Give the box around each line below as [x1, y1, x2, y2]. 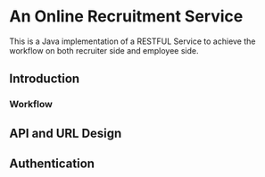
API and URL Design [9, 125, 122, 140]
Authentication [9, 156, 95, 172]
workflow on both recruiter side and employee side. [9, 45, 199, 55]
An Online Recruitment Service [9, 6, 244, 27]
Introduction [9, 72, 80, 87]
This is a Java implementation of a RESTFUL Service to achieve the [9, 36, 256, 46]
